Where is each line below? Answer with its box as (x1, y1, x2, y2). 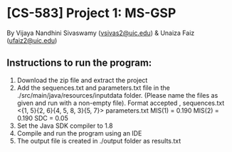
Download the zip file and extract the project (16, 76, 148, 84)
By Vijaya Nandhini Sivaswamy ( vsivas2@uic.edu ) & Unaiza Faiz (6, 29, 195, 37)
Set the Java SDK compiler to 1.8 (16, 121, 113, 130)
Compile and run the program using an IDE (16, 128, 142, 137)
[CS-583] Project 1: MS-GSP (6, 5, 176, 21)
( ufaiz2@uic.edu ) (6, 36, 58, 44)
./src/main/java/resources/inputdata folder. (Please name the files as (16, 91, 218, 99)
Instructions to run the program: (6, 57, 152, 69)
